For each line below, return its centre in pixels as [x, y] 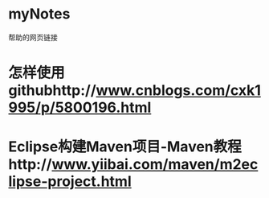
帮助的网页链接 [33, 37]
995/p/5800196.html [80, 107]
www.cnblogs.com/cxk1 [178, 91]
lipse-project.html [70, 181]
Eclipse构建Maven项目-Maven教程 [125, 147]
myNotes [39, 14]
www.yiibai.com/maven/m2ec [155, 165]
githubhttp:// [52, 91]
